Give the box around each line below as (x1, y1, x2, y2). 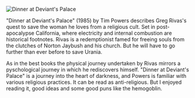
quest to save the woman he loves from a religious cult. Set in (6, 24, 156, 30)
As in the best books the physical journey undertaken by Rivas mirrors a (6, 60, 181, 67)
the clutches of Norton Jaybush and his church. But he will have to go (6, 42, 176, 49)
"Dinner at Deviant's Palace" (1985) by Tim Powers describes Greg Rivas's (6, 17, 187, 24)
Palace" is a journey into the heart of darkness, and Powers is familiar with (6, 73, 187, 79)
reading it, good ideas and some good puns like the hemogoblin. (6, 85, 163, 92)
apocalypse (6, 30, 35, 37)
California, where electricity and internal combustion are (35, 30, 172, 37)
